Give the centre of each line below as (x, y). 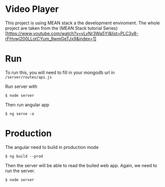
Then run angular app (27, 105)
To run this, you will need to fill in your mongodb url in (60, 72)
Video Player (32, 9)
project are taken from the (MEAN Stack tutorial (54, 28)
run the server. (20, 171)
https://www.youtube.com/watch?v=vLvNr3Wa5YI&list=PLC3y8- (73, 33)
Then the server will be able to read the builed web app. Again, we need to (81, 165)
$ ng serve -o (20, 114)
